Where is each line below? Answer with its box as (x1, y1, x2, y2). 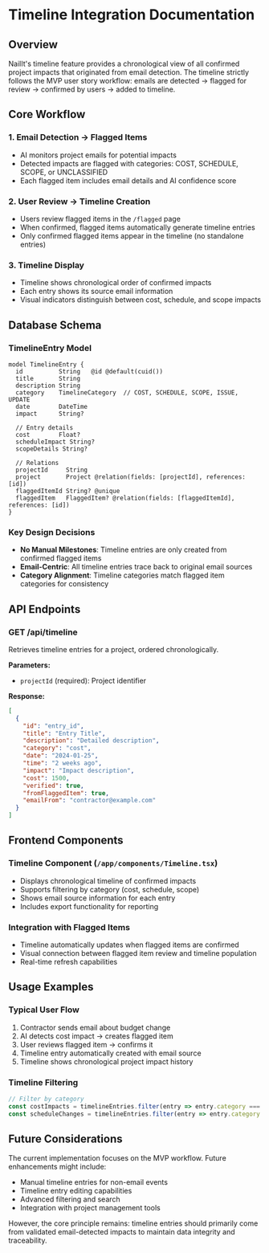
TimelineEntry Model (8, 342, 92, 353)
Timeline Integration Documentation (8, 6, 255, 24)
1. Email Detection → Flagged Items (8, 132, 148, 143)
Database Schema (8, 318, 102, 332)
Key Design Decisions (8, 526, 96, 537)
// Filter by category (8, 1095, 84, 1104)
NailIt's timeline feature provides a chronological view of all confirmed (8, 59, 240, 68)
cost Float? (15, 431, 81, 439)
